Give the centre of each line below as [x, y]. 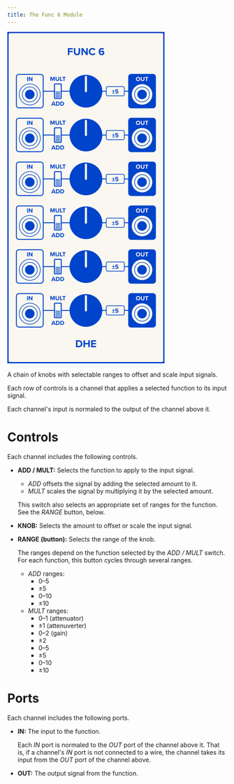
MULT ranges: [48, 611]
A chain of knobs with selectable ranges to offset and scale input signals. [112, 375]
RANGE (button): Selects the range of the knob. [86, 539]
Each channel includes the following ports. [68, 718]
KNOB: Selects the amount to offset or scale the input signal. [105, 525]
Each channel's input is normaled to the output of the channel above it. [109, 409]
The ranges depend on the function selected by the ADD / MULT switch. [121, 553]
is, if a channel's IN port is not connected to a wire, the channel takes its [121, 752]
